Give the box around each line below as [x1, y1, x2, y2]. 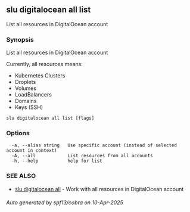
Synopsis [6, 35, 34, 43]
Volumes [14, 85, 37, 92]
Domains [14, 98, 37, 105]
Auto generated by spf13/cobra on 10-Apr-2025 [6, 199, 123, 206]
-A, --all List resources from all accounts [11, 153, 153, 159]
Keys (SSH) [14, 104, 43, 111]
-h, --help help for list [11, 158, 102, 164]
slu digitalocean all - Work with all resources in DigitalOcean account [14, 185, 184, 192]
